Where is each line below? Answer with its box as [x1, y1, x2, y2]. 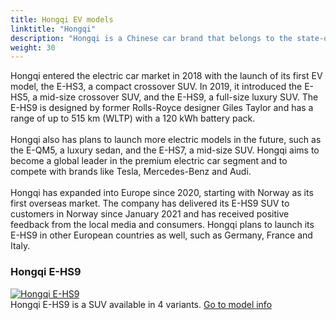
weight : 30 [10, 42, 56, 53]
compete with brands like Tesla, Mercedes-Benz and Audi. [10, 166, 252, 178]
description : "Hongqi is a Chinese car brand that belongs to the [10, 33, 293, 43]
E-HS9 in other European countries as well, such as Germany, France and [10, 229, 313, 241]
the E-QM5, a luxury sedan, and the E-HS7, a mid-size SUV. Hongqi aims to [10, 144, 320, 156]
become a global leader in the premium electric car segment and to [10, 155, 288, 167]
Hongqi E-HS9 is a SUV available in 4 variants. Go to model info [10, 298, 273, 310]
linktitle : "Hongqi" [10, 24, 97, 34]
